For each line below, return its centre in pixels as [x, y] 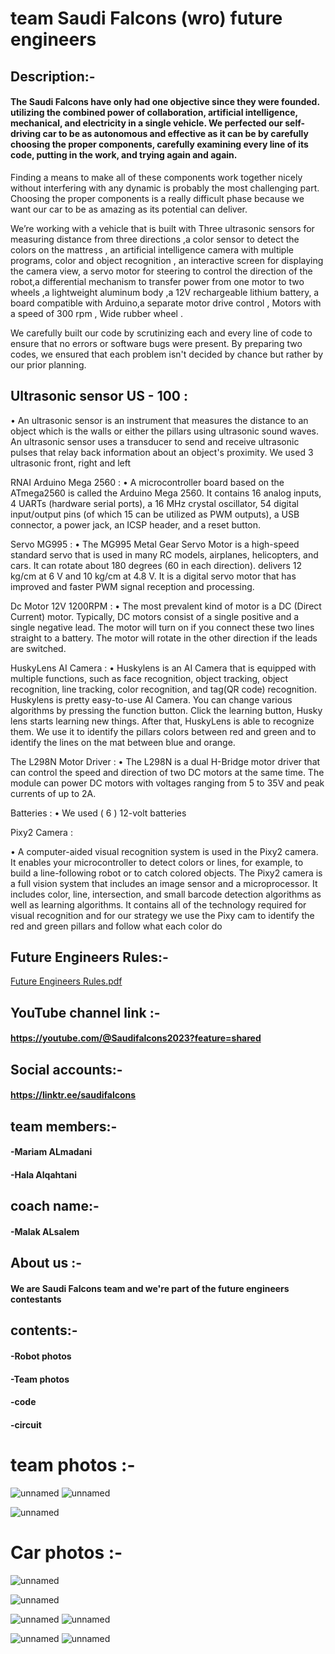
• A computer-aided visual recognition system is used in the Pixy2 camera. [164, 851]
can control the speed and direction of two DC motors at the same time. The [167, 772]
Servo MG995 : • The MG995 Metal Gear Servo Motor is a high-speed [155, 544]
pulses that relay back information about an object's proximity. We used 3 [162, 452]
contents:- [44, 1330]
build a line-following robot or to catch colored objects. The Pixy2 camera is [166, 873]
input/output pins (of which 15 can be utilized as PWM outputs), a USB [155, 514]
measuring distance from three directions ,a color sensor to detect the [155, 239]
